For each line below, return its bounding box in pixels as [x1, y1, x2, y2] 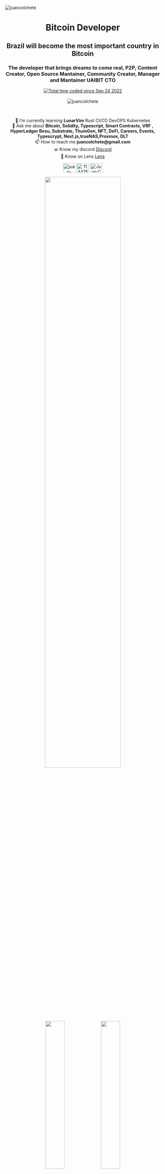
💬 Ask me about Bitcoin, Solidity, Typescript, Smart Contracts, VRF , [12, 123, 154, 129]
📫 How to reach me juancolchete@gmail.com [35, 139, 131, 144]
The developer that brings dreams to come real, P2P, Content [8, 64, 158, 71]
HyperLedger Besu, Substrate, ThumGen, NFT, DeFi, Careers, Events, [10, 128, 156, 134]
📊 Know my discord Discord [54, 146, 112, 152]
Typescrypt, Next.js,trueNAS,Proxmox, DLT [37, 133, 129, 139]
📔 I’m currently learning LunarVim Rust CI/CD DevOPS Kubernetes [15, 117, 150, 123]
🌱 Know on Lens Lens [61, 153, 105, 159]
